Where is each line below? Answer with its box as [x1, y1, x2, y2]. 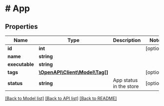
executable [7, 61, 34, 67]
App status [113, 77, 138, 84]
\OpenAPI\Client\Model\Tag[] [39, 69, 108, 76]
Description [113, 37, 141, 43]
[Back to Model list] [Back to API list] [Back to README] [5, 96, 117, 101]
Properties [5, 22, 38, 31]
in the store [113, 83, 139, 89]
